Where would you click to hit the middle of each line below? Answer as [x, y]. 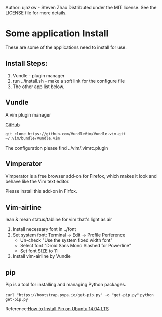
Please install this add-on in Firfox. [41, 191]
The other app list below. [38, 87]
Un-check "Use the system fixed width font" [66, 240]
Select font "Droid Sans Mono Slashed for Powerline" [76, 246]
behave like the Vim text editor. [37, 181]
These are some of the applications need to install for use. [66, 47]
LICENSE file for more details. [36, 13]
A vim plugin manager [28, 114]
